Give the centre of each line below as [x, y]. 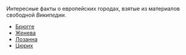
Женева [26, 33]
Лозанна [26, 39]
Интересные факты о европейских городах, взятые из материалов [93, 9]
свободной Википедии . [36, 15]
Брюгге [25, 27]
